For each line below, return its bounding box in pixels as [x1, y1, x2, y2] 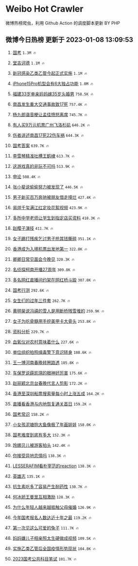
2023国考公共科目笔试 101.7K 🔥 [12, 556, 77, 562]
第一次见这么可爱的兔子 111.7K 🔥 [12, 525, 79, 531]
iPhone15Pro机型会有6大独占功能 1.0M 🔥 [12, 80, 94, 86]
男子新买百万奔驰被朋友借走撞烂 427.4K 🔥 [12, 194, 96, 200]
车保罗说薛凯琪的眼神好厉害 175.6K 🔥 [12, 370, 87, 375]
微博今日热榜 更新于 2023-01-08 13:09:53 [5, 35, 133, 44]
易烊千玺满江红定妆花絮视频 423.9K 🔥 [12, 204, 87, 210]
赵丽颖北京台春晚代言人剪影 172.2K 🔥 [12, 380, 87, 386]
